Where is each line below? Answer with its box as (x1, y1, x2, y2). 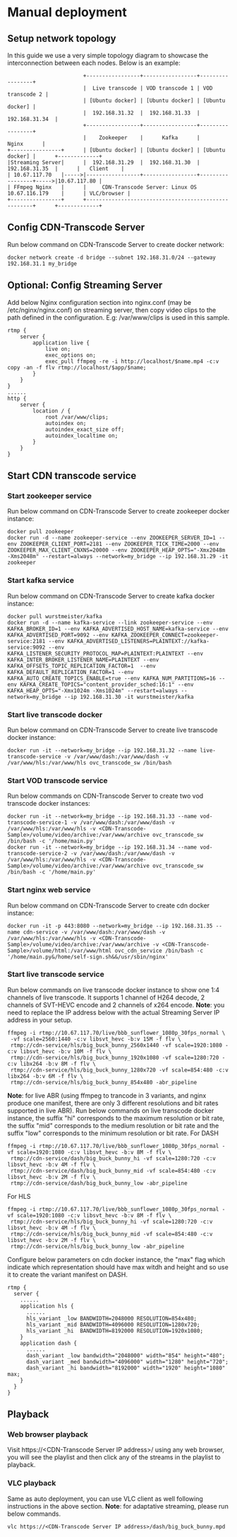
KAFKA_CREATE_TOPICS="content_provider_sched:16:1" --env (20, 680, 194, 688)
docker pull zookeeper (7, 528, 74, 535)
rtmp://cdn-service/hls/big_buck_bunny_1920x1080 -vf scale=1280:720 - (10, 1054, 226, 1061)
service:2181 (7, 637, 46, 644)
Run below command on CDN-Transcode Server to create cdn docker (7, 901, 210, 910)
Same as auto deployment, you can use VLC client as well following (7, 1494, 203, 1503)
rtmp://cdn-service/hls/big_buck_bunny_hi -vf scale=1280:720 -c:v (10, 1218, 213, 1225)
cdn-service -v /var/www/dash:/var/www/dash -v (23, 928, 166, 936)
